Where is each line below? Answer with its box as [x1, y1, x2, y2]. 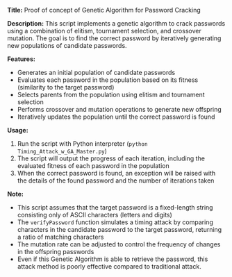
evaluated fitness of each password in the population [17, 162, 169, 169]
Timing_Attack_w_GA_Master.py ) [17, 147, 108, 155]
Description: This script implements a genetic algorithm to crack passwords [7, 19, 226, 27]
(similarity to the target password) [17, 83, 115, 91]
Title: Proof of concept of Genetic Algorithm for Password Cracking [7, 6, 201, 14]
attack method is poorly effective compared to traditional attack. [17, 262, 201, 270]
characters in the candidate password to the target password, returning [17, 226, 222, 233]
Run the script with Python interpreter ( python [17, 140, 148, 148]
